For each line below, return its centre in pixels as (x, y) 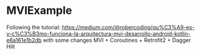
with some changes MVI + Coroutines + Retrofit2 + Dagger (117, 40)
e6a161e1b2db (24, 40)
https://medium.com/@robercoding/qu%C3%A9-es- (128, 27)
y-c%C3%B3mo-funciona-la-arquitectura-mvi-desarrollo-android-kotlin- (98, 33)
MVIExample (39, 11)
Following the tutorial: (34, 27)
